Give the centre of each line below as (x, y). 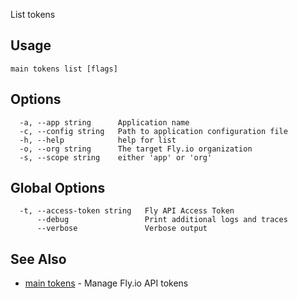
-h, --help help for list (98, 140)
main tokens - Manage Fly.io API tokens (106, 283)
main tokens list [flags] (64, 69)
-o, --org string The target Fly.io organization (136, 149)
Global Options (58, 188)
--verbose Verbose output (122, 229)
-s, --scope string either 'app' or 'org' (116, 157)
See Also (38, 259)
